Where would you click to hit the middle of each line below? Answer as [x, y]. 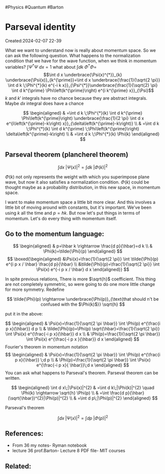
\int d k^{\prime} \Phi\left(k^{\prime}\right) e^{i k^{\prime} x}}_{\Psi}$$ [83, 90]
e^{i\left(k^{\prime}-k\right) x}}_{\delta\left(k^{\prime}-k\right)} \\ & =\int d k [83, 123]
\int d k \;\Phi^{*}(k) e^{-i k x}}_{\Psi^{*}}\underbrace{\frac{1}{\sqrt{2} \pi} [83, 85]
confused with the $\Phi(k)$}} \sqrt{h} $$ [83, 304]
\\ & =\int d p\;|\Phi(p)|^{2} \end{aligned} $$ [114, 398]
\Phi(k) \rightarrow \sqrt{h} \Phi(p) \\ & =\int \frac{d [73, 393]
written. [13, 378]
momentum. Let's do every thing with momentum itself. [61, 219]
